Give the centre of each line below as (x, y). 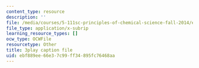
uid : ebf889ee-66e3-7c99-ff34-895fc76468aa (61, 56)
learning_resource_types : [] (42, 34)
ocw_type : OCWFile (29, 39)
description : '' (26, 17)
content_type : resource (36, 12)
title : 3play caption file (39, 50)
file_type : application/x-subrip (47, 28)
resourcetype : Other (32, 45)
